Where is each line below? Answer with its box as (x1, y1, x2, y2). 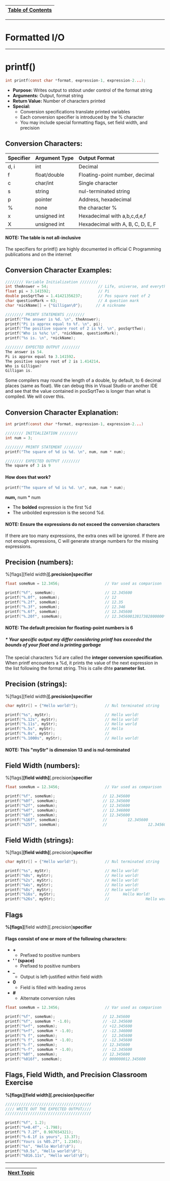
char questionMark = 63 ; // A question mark (5, 298, 139, 303)
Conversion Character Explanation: (5, 408, 119, 417)
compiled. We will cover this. (5, 393, 65, 399)
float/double (35, 171, 65, 178)
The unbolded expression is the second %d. (12, 510, 105, 516)
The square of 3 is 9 (5, 463, 51, 468)
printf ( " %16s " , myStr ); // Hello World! (5, 892, 151, 897)
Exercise (5, 1078, 33, 1087)
